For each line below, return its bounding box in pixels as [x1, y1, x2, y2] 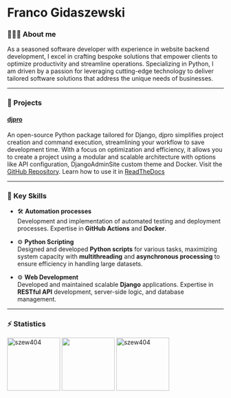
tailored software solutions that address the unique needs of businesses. [7, 74, 213, 83]
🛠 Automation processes [16, 207, 91, 215]
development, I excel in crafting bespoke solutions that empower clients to [7, 52, 218, 61]
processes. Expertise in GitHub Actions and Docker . [16, 224, 167, 232]
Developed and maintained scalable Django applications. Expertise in [16, 280, 214, 288]
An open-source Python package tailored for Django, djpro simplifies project [7, 130, 224, 139]
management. [16, 295, 57, 303]
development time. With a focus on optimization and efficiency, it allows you [7, 145, 223, 153]
